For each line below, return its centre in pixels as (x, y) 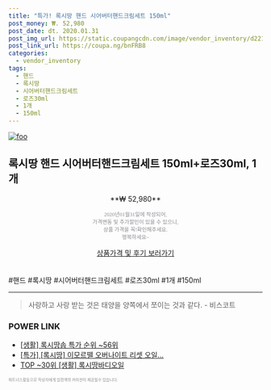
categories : (28, 53)
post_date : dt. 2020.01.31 (54, 31)
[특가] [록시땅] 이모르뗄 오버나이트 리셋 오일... (92, 355)
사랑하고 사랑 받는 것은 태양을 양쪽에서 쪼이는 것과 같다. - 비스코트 (132, 304)
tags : (17, 69)
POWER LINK (34, 326)
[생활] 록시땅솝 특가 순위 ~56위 (69, 345)
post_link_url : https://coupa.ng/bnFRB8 (77, 46)
